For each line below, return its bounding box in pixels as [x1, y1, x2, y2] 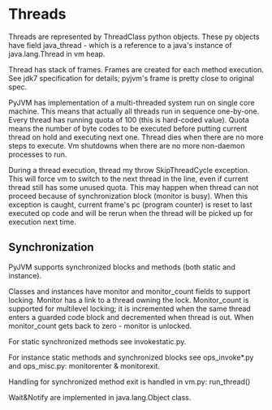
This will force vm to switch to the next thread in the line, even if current [8, 174, 249, 183]
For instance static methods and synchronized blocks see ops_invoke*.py [8, 352, 254, 362]
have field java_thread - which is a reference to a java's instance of [8, 40, 233, 50]
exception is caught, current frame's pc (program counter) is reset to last [8, 200, 253, 209]
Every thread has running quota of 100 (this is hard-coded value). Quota [8, 114, 249, 124]
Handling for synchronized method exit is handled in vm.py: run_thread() [8, 377, 251, 386]
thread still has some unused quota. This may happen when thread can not [8, 182, 259, 192]
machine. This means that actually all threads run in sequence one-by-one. [8, 106, 260, 116]
